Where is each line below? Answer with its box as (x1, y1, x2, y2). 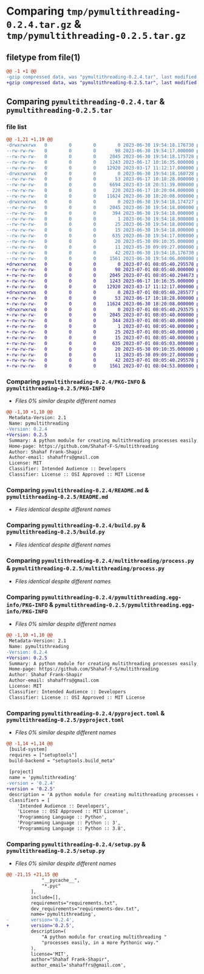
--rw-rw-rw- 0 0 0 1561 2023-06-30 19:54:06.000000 (6, 255, 194, 261)
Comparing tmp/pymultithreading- (6, 4, 181, 18)
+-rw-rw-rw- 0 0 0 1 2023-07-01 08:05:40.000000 (6, 323, 194, 330)
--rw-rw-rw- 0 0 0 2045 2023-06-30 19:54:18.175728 (6, 154, 194, 160)
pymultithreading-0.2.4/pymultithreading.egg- (41, 594, 182, 601)
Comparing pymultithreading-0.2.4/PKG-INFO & (6, 378, 146, 386)
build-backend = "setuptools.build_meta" (8, 757, 115, 764)
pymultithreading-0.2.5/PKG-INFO (6, 385, 105, 392)
